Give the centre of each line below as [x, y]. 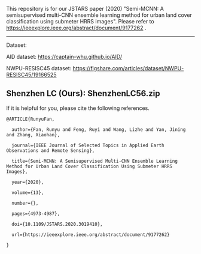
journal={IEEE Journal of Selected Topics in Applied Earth [88, 145]
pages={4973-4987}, [36, 213]
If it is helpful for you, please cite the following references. [78, 108]
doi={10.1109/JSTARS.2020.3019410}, [57, 224]
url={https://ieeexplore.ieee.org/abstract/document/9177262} [91, 234]
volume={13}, [28, 192]
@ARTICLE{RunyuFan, [31, 119]
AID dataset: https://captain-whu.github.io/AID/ [64, 57]
